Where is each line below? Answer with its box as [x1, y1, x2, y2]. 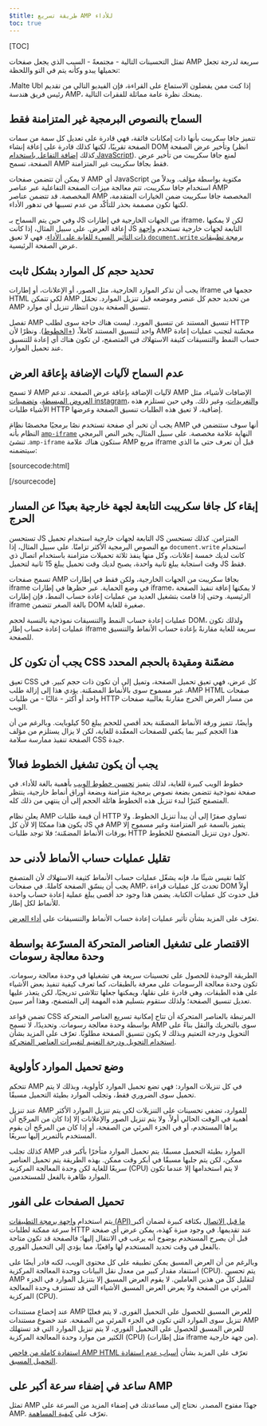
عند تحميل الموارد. [9, 343, 64, 353]
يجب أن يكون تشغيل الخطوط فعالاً [9, 757, 159, 771]
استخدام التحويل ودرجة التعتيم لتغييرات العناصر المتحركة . [9, 1037, 177, 1046]
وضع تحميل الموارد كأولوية [9, 1060, 124, 1073]
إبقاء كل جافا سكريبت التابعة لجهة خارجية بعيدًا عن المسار [9, 500, 258, 513]
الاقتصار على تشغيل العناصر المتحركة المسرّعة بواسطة [9, 937, 249, 950]
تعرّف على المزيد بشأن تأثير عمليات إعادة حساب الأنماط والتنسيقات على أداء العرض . [9, 914, 259, 923]
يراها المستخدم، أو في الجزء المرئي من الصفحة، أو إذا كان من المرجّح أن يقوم [9, 1122, 238, 1132]
